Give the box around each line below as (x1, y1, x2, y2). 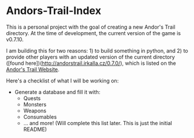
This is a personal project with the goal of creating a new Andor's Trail (6, 23, 176, 30)
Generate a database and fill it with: (14, 88, 101, 95)
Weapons (23, 107, 47, 114)
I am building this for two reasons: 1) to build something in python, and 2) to (6, 47, 189, 54)
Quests (23, 95, 41, 102)
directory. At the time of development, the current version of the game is (6, 29, 181, 36)
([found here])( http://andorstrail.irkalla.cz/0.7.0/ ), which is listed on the (6, 60, 176, 67)
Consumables (23, 113, 57, 120)
